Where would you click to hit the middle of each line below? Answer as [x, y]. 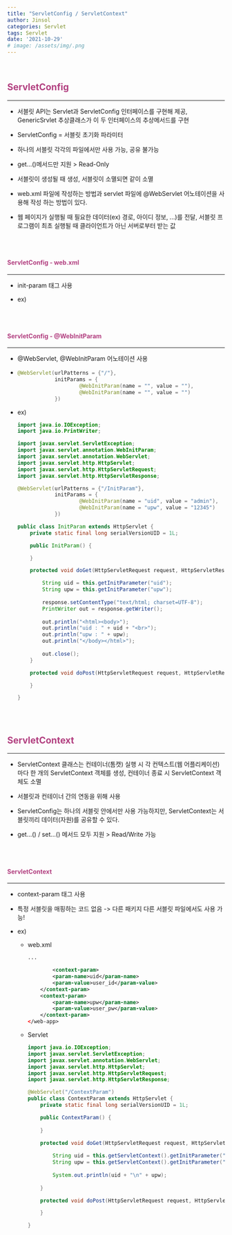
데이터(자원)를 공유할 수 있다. [80, 820]
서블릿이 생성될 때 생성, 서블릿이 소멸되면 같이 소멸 [85, 179]
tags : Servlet [28, 33]
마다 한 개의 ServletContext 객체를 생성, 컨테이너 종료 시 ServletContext [115, 773]
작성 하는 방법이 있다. [59, 202]
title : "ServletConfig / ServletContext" [68, 14]
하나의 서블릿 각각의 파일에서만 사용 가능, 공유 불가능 [88, 149]
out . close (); [61, 654]
